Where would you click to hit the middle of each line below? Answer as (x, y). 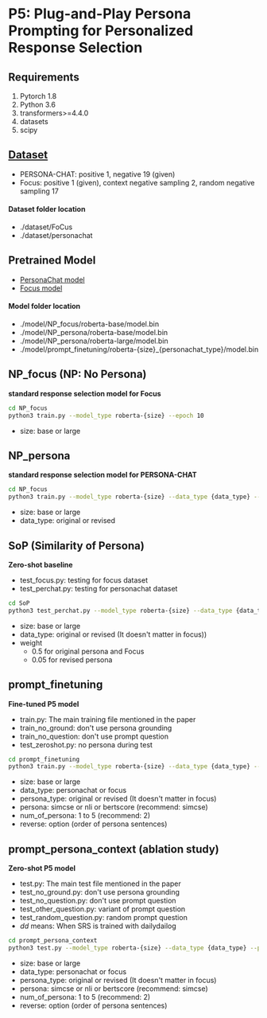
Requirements (44, 77)
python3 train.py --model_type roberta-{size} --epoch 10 (106, 415)
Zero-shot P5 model (42, 868)
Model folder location (44, 306)
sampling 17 (39, 191)
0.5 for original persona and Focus (88, 651)
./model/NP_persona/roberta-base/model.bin (94, 333)
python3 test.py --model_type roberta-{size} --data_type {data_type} (128, 948)
